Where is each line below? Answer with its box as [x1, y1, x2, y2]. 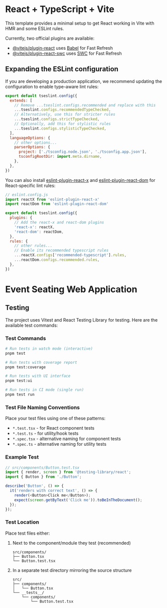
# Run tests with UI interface [5, 373, 71, 379]
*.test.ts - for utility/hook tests [12, 431, 79, 437]
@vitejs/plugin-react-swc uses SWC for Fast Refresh [12, 50, 122, 56]
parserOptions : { [14, 145, 51, 150]
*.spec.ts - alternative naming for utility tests [12, 441, 107, 447]
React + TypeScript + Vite [5, 4, 114, 15]
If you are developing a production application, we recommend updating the [5, 78, 162, 84]
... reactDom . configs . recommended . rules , [14, 257, 100, 262]
